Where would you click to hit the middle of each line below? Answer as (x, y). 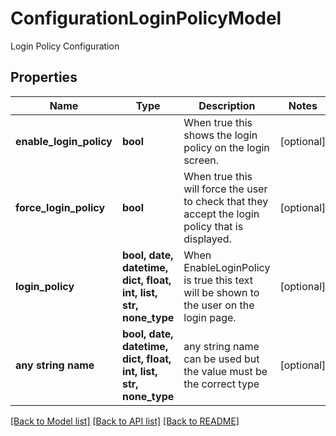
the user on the (219, 305)
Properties (44, 77)
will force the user (225, 189)
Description (227, 105)
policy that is (213, 226)
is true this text (218, 280)
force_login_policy (60, 207)
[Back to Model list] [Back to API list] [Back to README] (125, 421)
